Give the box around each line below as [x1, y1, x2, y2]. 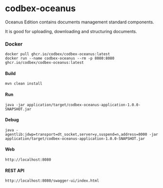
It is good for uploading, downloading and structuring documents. [5, 28, 138, 34]
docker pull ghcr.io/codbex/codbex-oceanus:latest [5, 52, 110, 56]
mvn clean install [5, 81, 42, 86]
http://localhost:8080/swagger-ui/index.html [5, 178, 99, 183]
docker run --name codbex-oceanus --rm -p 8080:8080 [5, 56, 115, 61]
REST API [5, 168, 24, 173]
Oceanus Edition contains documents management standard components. [5, 19, 155, 25]
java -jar [5, 102, 25, 107]
